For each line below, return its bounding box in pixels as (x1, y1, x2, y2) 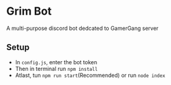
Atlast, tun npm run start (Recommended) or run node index (15, 72, 166, 79)
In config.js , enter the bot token (15, 58, 98, 65)
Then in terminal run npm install (15, 65, 98, 72)
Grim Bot (6, 4, 52, 18)
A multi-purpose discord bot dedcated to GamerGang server (6, 24, 159, 32)
